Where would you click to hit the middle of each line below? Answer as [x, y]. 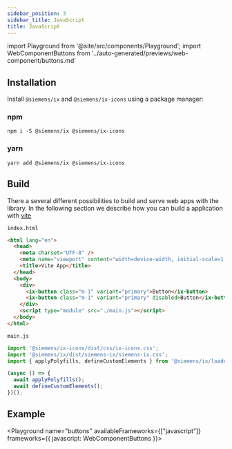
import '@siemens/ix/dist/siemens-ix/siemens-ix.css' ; [88, 354]
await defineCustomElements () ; [58, 386]
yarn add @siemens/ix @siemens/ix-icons [66, 163]
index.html [23, 228]
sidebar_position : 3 [37, 13]
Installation [32, 83]
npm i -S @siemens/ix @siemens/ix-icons [66, 131]
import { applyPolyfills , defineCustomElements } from [88, 361]
